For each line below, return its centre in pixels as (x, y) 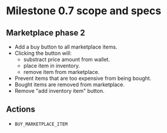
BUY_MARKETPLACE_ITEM (41, 124)
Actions (21, 110)
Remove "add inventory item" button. (59, 91)
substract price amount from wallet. (67, 59)
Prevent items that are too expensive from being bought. (83, 78)
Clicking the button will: (43, 53)
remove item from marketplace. (61, 72)
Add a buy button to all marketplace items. (66, 47)
